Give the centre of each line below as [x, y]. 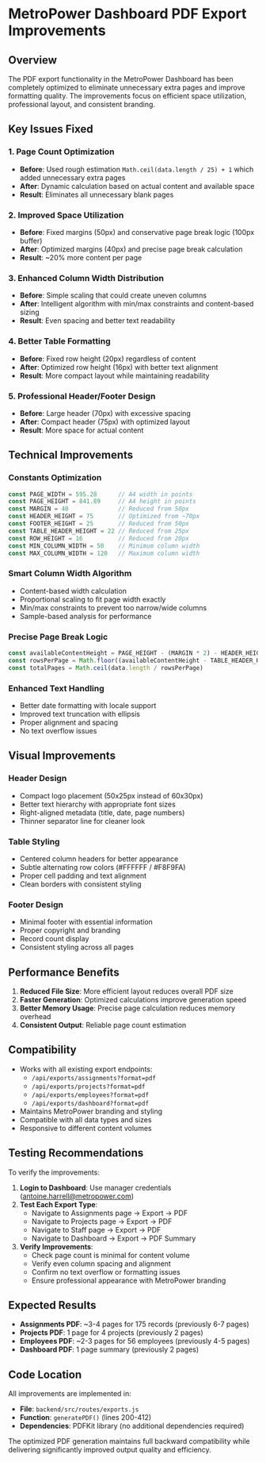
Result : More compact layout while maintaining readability [114, 375]
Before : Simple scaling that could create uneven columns [113, 295]
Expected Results [52, 1305]
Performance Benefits [64, 972]
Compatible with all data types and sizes [85, 1119]
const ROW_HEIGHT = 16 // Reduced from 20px [99, 538]
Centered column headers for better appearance [99, 859]
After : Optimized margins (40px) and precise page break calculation [131, 249]
